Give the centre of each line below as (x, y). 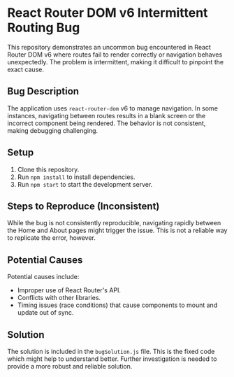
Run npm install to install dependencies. (76, 177)
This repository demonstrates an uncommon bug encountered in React (109, 47)
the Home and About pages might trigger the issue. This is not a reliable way (117, 230)
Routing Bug (44, 28)
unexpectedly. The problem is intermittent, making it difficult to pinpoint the (116, 62)
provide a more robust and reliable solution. (70, 366)
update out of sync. (45, 313)
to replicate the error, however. (51, 238)
